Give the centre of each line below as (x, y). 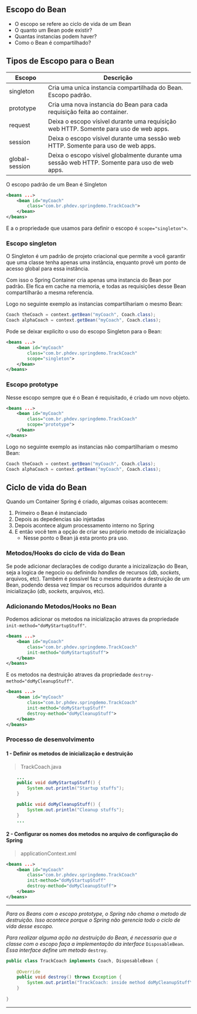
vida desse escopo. (30, 926)
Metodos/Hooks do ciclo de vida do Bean (66, 553)
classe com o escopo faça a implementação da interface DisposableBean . (95, 943)
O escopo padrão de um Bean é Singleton (57, 184)
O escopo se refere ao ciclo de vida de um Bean (73, 24)
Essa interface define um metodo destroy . (57, 950)
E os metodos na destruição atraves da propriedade (69, 675)
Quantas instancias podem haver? (56, 36)
